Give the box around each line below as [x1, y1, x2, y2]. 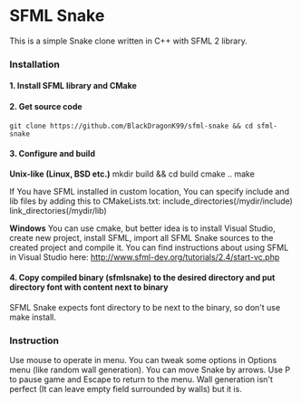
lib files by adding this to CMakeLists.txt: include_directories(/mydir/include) [9, 196, 293, 206]
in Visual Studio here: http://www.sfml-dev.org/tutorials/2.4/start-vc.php [9, 251, 280, 263]
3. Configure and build [9, 149, 95, 159]
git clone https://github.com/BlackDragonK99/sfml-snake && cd [9, 121, 254, 130]
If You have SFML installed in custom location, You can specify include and [9, 186, 290, 197]
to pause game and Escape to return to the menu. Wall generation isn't [9, 374, 274, 385]
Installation [9, 58, 61, 71]
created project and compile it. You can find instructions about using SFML [9, 242, 289, 253]
